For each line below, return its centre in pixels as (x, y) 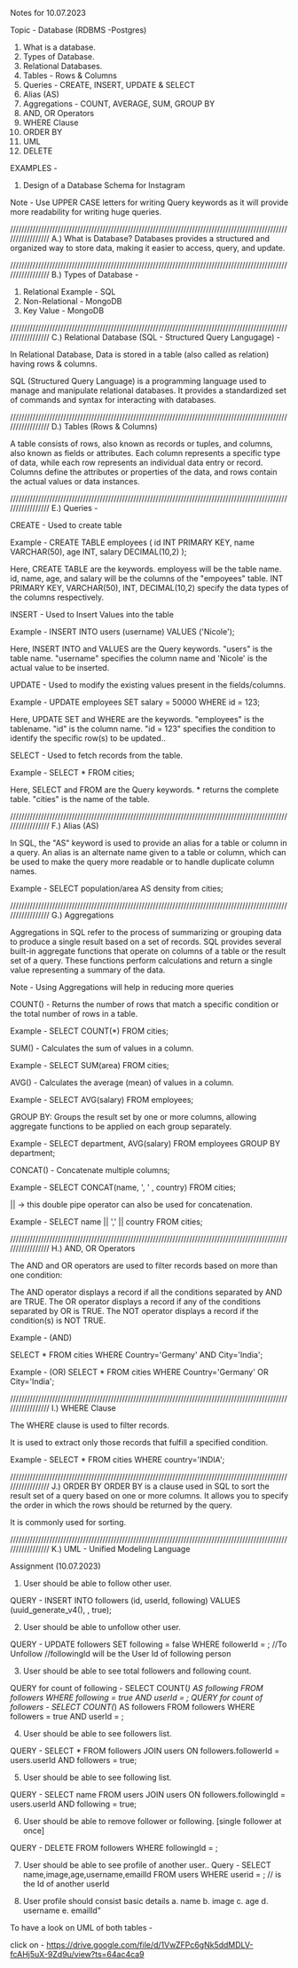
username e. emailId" (62, 1910)
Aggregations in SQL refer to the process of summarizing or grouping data (146, 932)
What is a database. (59, 47)
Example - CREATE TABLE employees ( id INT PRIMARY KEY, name (133, 542)
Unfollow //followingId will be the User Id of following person (121, 1653)
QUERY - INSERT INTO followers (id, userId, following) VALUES (125, 1600)
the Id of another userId (66, 1884)
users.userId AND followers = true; (74, 1760)
